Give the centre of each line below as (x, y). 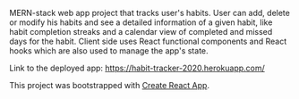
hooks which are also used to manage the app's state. (109, 51)
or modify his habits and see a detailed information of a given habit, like (141, 22)
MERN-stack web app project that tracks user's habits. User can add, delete (150, 13)
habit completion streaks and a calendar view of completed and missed (141, 32)
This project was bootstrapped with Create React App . (110, 85)
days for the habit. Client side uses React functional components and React (148, 41)
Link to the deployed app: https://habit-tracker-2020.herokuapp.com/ (137, 68)
